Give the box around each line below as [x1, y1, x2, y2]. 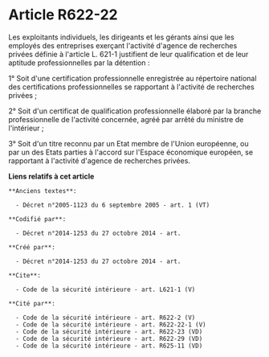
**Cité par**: [8, 299, 56, 307]
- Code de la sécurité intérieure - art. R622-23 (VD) [15, 327, 203, 335]
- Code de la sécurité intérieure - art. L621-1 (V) [15, 285, 196, 293]
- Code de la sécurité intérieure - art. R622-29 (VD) [15, 334, 203, 343]
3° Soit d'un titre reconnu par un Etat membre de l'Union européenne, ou [8, 138, 249, 148]
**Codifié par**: [8, 215, 67, 223]
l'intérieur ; [8, 123, 44, 133]
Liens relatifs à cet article [8, 171, 95, 181]
